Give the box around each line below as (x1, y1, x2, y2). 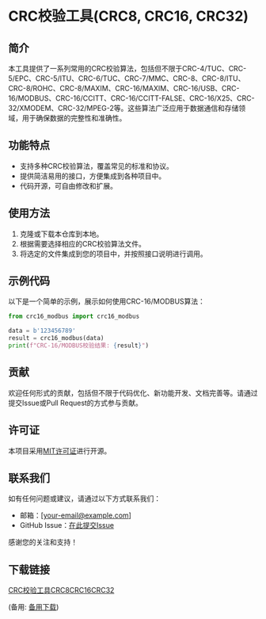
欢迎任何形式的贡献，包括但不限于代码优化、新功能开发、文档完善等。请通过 (8, 388, 258, 397)
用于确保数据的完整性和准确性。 (21, 113, 127, 123)
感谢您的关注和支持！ (8, 537, 78, 547)
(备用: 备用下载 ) (8, 602, 59, 612)
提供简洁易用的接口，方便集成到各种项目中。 (19, 171, 166, 181)
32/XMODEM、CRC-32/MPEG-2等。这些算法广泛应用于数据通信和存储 (8, 104, 239, 113)
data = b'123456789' (8, 327, 77, 335)
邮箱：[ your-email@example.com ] (19, 510, 132, 520)
